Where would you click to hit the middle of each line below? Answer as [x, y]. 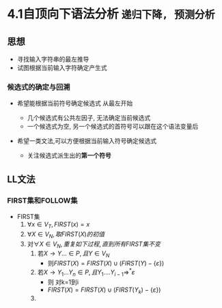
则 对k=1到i [63, 282]
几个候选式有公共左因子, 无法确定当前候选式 [89, 118]
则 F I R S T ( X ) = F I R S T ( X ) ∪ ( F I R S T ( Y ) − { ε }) [106, 264]
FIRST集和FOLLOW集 [42, 201]
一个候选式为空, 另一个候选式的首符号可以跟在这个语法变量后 [113, 127]
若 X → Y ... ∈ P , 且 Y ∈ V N [73, 254]
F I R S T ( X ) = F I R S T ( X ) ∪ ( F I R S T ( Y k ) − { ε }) [104, 290]
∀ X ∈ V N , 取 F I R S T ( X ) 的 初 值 [66, 235]
